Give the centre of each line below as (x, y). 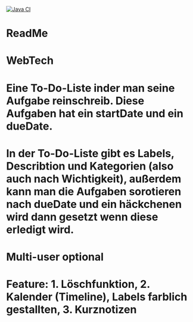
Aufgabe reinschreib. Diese (75, 101)
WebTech (30, 61)
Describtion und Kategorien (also (90, 166)
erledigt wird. (40, 229)
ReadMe (27, 33)
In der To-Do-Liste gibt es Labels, (90, 153)
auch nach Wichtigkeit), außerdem (94, 179)
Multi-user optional (55, 257)
